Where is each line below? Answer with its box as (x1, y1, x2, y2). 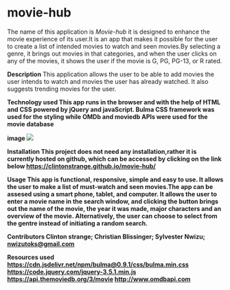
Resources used (7, 253, 55, 261)
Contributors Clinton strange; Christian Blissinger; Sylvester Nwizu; (7, 232, 205, 241)
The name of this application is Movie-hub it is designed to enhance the (7, 27, 211, 36)
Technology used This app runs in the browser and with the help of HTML (7, 98, 221, 106)
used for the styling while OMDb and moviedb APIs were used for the (7, 112, 208, 121)
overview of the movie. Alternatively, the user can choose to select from (7, 212, 218, 220)
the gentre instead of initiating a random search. (7, 219, 148, 227)
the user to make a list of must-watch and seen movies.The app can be (7, 182, 214, 190)
